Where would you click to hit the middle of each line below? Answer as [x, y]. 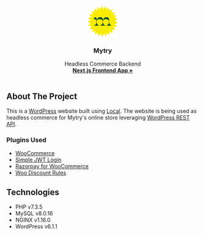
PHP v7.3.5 [29, 207]
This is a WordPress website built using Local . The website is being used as [102, 111]
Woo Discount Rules [41, 173]
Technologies [33, 192]
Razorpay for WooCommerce [52, 166]
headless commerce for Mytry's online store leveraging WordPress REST [98, 118]
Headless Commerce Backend [103, 64]
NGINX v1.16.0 [33, 220]
